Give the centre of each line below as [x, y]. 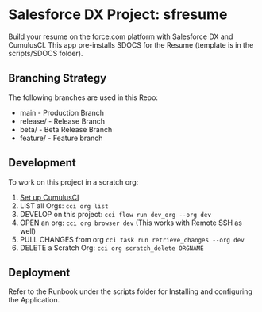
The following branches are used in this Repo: [83, 97]
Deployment [39, 272]
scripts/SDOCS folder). [46, 53]
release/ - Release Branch [62, 121]
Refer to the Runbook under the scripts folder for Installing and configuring [130, 291]
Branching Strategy [58, 78]
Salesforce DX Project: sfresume [118, 15]
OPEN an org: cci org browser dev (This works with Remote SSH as [131, 223]
